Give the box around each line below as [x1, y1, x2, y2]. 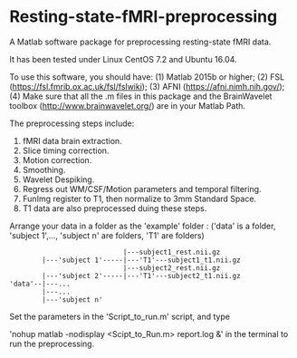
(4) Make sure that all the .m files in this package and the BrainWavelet [9, 91, 273, 102]
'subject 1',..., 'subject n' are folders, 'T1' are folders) [9, 229, 206, 241]
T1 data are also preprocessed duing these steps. [22, 202, 207, 214]
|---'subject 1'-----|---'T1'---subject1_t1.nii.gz [42, 256, 242, 265]
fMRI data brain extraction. [22, 135, 122, 146]
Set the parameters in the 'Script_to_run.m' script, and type [9, 311, 231, 322]
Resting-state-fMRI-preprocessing [9, 6, 278, 27]
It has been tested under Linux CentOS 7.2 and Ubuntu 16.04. [9, 53, 237, 64]
